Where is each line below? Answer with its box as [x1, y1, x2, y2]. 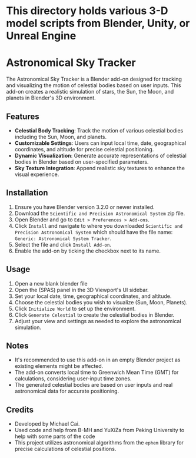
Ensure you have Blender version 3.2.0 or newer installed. [14, 203, 155, 210]
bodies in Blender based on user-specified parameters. [14, 158, 149, 165]
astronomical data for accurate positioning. [14, 387, 119, 395]
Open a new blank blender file [14, 280, 88, 287]
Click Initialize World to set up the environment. [14, 305, 137, 312]
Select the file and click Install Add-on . [14, 241, 112, 248]
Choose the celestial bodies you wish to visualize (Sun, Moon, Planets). [14, 298, 188, 306]
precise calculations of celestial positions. [14, 446, 117, 453]
